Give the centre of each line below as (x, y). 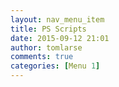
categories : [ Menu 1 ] (55, 66)
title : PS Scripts (48, 29)
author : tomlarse (46, 47)
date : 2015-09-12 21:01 (60, 38)
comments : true (42, 57)
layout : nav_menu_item (57, 19)
